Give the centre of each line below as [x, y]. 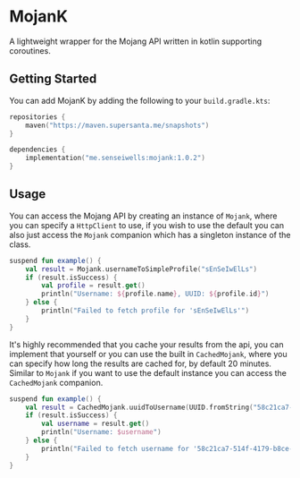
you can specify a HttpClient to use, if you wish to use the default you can [146, 225]
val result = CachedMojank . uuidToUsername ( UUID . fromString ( [139, 407]
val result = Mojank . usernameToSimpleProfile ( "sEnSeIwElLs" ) [141, 269]
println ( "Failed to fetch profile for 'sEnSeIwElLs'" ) [146, 311]
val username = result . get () [96, 424]
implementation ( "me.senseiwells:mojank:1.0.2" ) [115, 158]
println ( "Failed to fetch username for [116, 448]
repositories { [37, 117]
